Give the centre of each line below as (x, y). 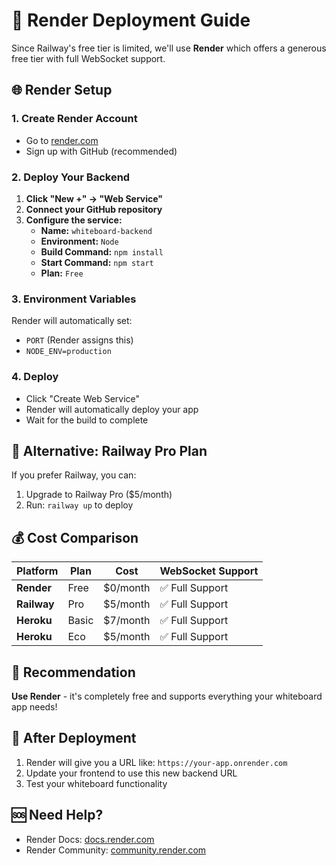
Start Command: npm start (97, 262)
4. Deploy (35, 377)
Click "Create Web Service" (83, 398)
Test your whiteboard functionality (96, 783)
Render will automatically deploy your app (112, 409)
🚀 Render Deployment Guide (131, 20)
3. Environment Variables (74, 299)
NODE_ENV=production (68, 352)
